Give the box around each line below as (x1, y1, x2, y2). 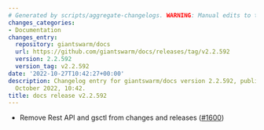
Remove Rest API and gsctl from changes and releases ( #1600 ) (19, 113, 225, 122)
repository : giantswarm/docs (15, 41, 111, 49)
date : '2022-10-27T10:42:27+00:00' (8, 70, 125, 78)
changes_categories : (8, 19, 76, 27)
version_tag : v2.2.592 (15, 63, 90, 70)
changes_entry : (8, 33, 58, 42)
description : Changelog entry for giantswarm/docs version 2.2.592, (8, 77, 237, 85)
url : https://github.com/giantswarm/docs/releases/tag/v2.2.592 (15, 48, 230, 56)
